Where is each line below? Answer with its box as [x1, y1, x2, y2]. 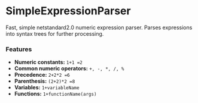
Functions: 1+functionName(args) [14, 90, 97, 98]
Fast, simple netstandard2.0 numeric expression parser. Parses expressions [5, 24, 193, 31]
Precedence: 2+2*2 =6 [14, 71, 70, 79]
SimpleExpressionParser [5, 4, 131, 18]
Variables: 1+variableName [14, 84, 80, 91]
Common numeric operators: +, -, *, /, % [14, 65, 124, 72]
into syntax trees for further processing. [5, 30, 104, 37]
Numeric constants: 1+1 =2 [14, 58, 83, 66]
